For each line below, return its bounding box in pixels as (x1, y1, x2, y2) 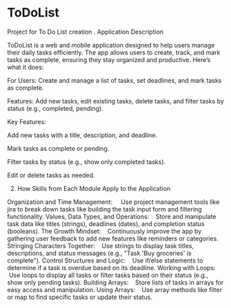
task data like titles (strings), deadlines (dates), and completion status (7, 219, 205, 228)
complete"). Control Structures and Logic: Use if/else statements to (7, 256, 203, 265)
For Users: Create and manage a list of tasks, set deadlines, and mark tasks (7, 76, 222, 84)
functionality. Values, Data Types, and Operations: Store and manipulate (7, 212, 217, 220)
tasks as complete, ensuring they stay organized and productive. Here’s (7, 55, 211, 63)
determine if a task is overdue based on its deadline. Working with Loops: (7, 263, 216, 271)
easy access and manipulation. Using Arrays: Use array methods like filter (7, 285, 223, 294)
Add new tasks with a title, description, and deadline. (7, 131, 158, 139)
